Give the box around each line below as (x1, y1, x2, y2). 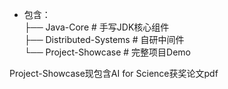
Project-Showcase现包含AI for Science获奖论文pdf (9, 68, 219, 79)
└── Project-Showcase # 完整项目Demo (23, 46, 191, 58)
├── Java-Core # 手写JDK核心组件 (23, 21, 170, 33)
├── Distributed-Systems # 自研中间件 (23, 34, 185, 45)
